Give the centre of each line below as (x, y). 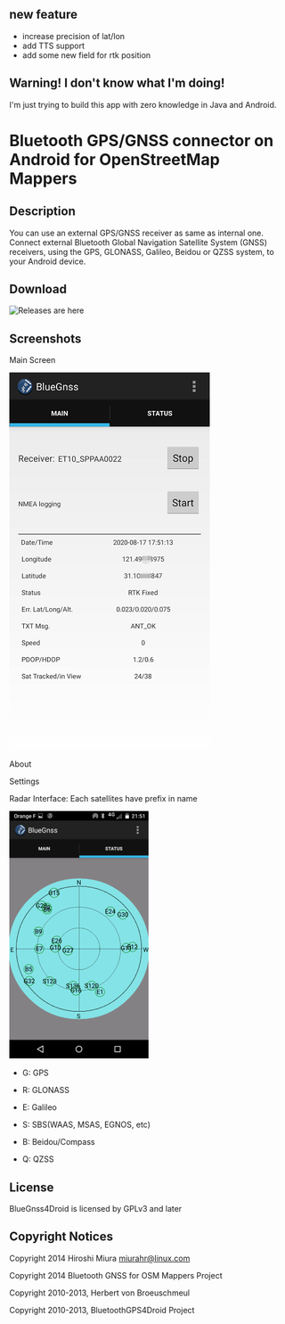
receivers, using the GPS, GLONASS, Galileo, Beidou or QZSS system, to (142, 251)
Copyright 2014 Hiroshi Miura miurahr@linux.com (100, 1258)
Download (38, 289)
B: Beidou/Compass (58, 1142)
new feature (44, 15)
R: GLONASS (45, 1090)
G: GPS (35, 1073)
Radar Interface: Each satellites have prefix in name (103, 799)
